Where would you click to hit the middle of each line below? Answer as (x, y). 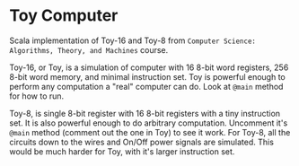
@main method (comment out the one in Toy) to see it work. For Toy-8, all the (150, 132)
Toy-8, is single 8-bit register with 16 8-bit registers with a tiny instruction (145, 113)
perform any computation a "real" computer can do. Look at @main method (146, 86)
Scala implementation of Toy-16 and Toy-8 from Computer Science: (132, 40)
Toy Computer (64, 16)
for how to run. (37, 96)
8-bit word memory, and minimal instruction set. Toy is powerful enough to (147, 76)
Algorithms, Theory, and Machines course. (89, 49)
